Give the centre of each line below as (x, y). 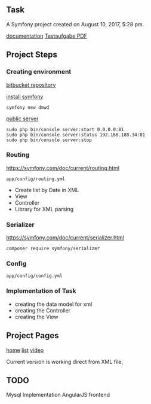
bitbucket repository (31, 85)
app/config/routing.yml (36, 179)
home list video (25, 350)
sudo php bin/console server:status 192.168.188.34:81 (76, 135)
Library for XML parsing (44, 209)
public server (22, 119)
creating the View (36, 317)
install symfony (25, 96)
